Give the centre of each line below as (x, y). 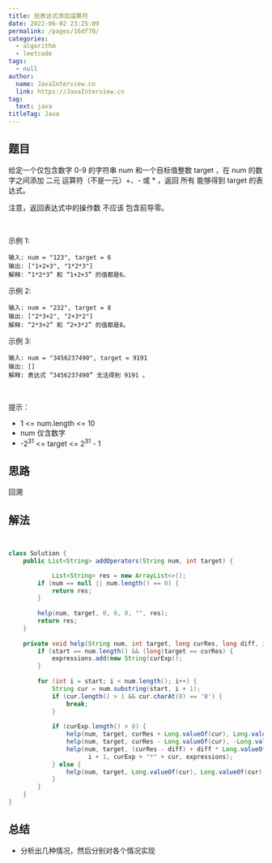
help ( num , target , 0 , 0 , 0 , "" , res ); (103, 614)
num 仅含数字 (43, 433)
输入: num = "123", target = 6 (60, 257)
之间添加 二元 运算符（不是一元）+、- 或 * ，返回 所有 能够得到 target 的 (136, 180)
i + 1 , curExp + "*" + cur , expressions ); (160, 757)
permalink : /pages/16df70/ (54, 31)
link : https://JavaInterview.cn (70, 91)
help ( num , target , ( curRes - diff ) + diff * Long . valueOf (166, 749)
